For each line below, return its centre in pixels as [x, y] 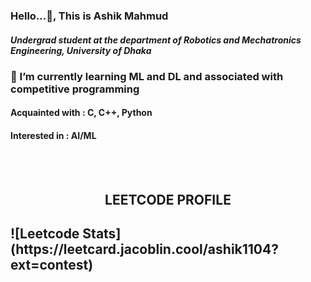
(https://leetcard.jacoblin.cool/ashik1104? [144, 249]
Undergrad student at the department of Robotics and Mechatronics [156, 40]
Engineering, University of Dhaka [81, 50]
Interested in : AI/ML [53, 136]
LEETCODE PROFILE [168, 200]
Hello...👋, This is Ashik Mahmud [89, 16]
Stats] [102, 234]
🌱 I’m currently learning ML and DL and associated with [147, 76]
